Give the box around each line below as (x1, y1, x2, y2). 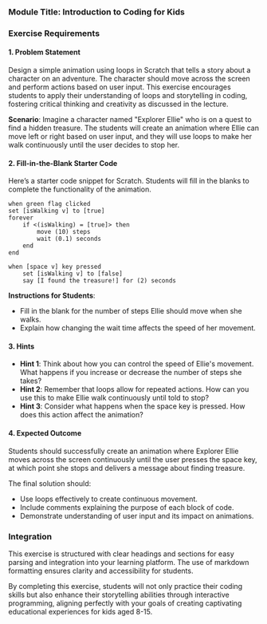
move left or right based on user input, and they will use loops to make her (8, 132, 253, 141)
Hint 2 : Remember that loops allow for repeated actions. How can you (19, 385, 249, 394)
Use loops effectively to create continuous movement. (19, 494, 198, 504)
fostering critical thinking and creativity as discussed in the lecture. (8, 99, 229, 109)
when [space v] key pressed (8, 263, 102, 271)
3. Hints (8, 342, 35, 351)
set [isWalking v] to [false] (22, 270, 124, 278)
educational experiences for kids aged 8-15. (8, 606, 153, 616)
